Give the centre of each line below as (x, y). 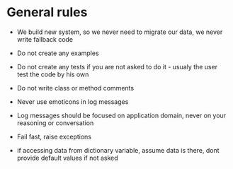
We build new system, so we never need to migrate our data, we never (120, 32)
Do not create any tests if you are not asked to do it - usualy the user (117, 66)
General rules (47, 12)
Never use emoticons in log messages (73, 101)
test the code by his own (53, 74)
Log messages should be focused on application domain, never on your (121, 115)
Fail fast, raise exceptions (54, 136)
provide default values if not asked (67, 158)
